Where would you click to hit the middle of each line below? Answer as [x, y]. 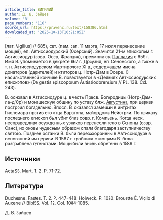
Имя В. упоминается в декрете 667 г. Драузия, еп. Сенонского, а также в [81, 62]
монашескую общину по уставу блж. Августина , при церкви [91, 102]
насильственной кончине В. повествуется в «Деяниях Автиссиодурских [81, 77]
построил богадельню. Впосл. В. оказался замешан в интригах [71, 107]
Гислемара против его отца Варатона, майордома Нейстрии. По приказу [81, 112]
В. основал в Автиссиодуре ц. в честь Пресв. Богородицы [66, 97]
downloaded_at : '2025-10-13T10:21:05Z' [45, 32]
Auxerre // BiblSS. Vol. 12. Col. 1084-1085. [47, 203]
